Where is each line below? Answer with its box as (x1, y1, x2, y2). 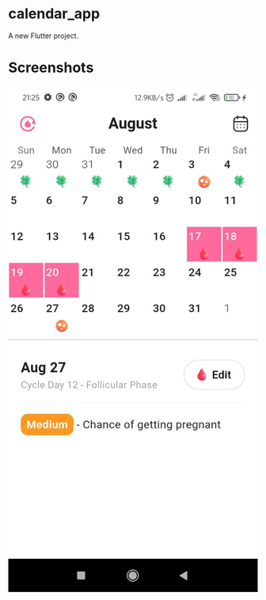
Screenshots (8, 59, 94, 77)
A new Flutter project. (8, 31, 79, 40)
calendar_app (8, 5, 101, 23)
